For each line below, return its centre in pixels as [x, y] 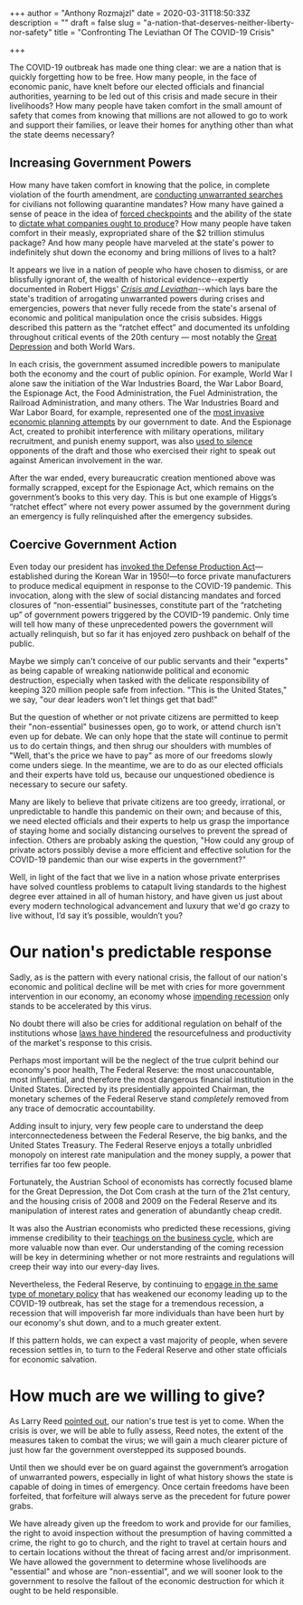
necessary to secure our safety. [69, 784]
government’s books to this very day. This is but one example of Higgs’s [143, 497]
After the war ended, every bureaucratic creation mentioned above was [142, 478]
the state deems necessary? [62, 134]
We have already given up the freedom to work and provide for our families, [150, 1523]
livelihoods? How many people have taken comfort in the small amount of [146, 106]
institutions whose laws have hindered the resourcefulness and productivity [151, 1033]
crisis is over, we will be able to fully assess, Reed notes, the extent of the [147, 1430]
